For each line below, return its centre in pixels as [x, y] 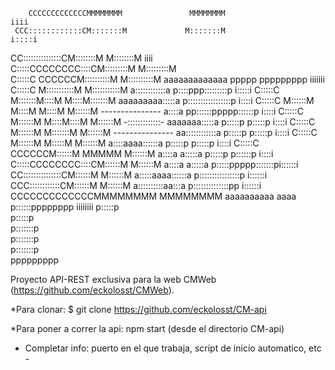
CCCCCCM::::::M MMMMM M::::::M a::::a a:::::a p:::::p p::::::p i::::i [142, 153]
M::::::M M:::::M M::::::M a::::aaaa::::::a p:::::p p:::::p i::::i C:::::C [135, 143]
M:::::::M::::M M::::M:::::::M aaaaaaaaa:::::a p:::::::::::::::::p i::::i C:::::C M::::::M [162, 100]
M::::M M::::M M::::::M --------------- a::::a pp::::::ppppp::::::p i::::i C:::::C [157, 111]
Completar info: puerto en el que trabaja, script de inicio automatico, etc [173, 348]
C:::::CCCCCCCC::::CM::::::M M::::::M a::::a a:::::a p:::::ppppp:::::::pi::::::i [154, 164]
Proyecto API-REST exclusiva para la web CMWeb [113, 279]
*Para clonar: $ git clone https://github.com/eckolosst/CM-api [138, 309]
